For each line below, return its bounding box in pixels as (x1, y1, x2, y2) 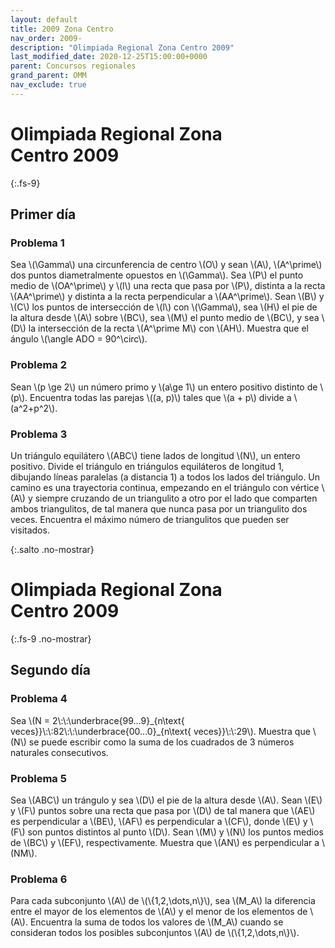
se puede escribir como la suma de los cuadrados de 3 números (28, 736, 295, 748)
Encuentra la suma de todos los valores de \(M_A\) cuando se (29, 916, 284, 928)
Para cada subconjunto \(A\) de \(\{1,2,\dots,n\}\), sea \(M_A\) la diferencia (10, 895, 316, 907)
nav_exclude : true (10, 80, 87, 90)
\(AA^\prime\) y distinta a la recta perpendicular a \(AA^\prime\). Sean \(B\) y (10, 291, 325, 303)
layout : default (10, 14, 78, 25)
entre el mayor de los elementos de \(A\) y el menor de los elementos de (10, 906, 308, 918)
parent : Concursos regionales (10, 61, 137, 71)
